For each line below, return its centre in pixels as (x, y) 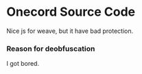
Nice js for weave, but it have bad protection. (70, 31)
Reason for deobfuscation (51, 49)
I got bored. (23, 64)
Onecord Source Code (71, 12)
